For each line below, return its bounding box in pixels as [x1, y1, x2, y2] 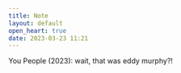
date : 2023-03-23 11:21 [8, 34, 89, 43]
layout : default [8, 19, 63, 27]
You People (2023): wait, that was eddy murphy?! [8, 56, 174, 66]
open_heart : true [8, 26, 67, 34]
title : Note [8, 11, 48, 20]
